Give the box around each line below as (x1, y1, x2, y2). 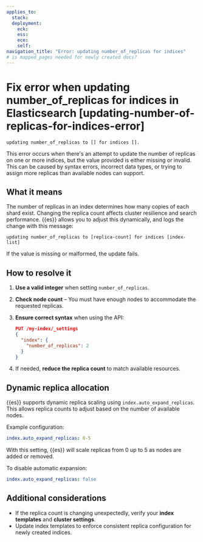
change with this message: (6, 223, 74, 230)
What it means (6, 187, 63, 197)
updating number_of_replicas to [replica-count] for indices (6, 234, 165, 240)
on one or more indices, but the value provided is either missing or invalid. (6, 156, 192, 164)
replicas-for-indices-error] (6, 119, 145, 133)
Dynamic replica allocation (6, 383, 109, 393)
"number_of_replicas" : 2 (26, 342, 89, 349)
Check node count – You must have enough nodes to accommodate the (15, 296, 196, 303)
